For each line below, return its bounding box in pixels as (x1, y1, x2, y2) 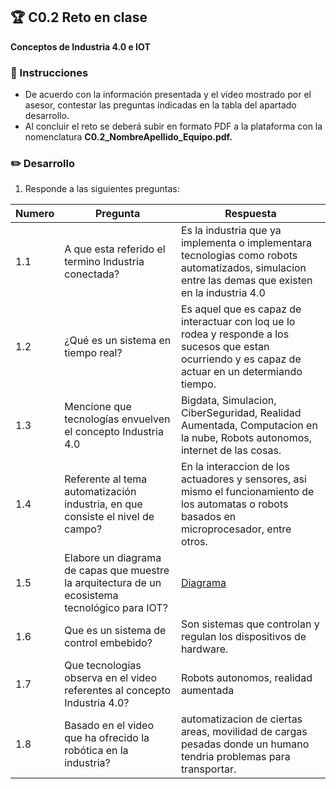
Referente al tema (64, 472, 148, 486)
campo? (64, 522, 103, 536)
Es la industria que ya (180, 224, 282, 238)
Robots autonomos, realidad (180, 671, 313, 685)
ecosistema (64, 589, 119, 603)
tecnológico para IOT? (64, 601, 168, 615)
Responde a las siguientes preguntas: (24, 183, 180, 195)
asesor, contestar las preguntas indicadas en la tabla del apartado (24, 99, 297, 111)
